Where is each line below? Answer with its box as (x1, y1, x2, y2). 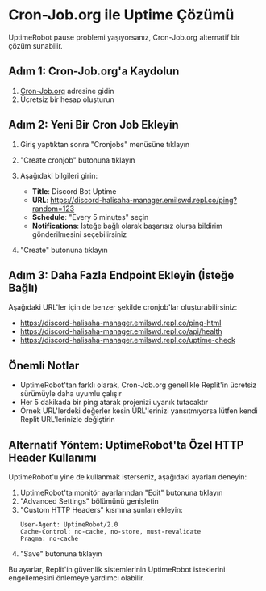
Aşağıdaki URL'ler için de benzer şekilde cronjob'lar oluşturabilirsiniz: (8, 302, 238, 312)
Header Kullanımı (8, 450, 97, 464)
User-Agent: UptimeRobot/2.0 (19, 521, 118, 529)
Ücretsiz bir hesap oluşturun (19, 95, 114, 104)
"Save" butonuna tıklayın (19, 549, 102, 559)
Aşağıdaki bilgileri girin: (19, 171, 98, 180)
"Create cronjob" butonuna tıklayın (19, 155, 135, 165)
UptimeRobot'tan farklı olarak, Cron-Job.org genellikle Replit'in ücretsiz (19, 380, 257, 390)
